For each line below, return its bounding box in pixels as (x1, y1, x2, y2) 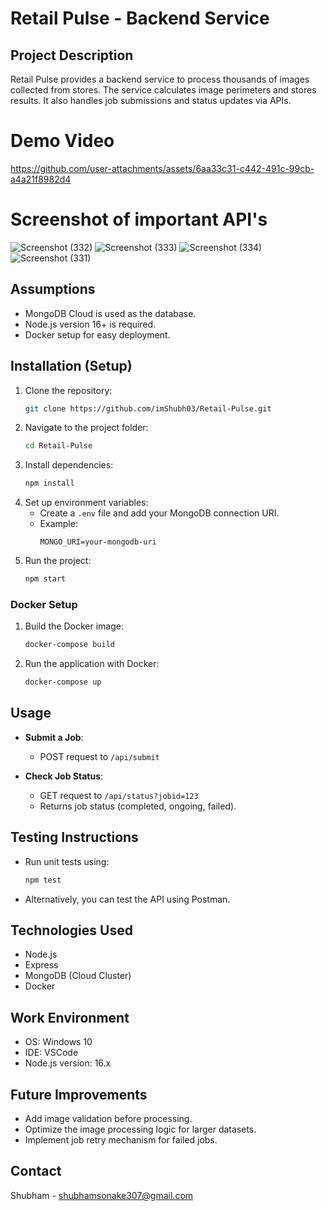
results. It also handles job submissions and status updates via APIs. (10, 95, 292, 106)
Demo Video (10, 130, 115, 152)
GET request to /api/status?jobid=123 (39, 789, 199, 801)
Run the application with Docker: (24, 658, 160, 670)
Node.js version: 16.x (24, 1057, 112, 1069)
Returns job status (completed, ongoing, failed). (39, 800, 237, 812)
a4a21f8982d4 (10, 173, 72, 185)
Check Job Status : (24, 770, 104, 782)
